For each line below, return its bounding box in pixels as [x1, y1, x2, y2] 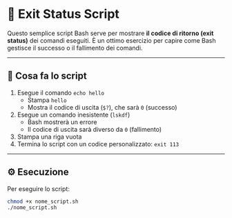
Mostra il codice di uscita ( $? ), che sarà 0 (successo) [27, 103, 177, 111]
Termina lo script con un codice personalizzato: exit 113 [17, 139, 180, 148]
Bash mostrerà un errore [27, 117, 97, 126]
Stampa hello [27, 96, 67, 104]
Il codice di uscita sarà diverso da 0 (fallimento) [27, 125, 162, 133]
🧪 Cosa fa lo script [7, 70, 88, 82]
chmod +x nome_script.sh [7, 198, 79, 205]
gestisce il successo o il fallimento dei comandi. [7, 43, 143, 52]
